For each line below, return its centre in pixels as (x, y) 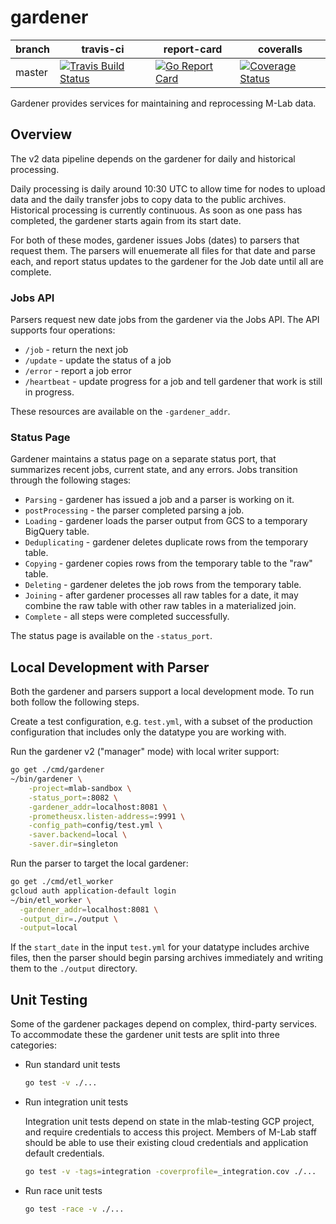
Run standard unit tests (72, 1065)
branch (33, 49)
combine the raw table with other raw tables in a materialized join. (160, 606)
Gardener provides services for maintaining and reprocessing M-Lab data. (163, 103)
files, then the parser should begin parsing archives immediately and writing (167, 958)
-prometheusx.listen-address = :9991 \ (107, 816)
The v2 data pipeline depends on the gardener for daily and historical (153, 158)
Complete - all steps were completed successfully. (127, 617)
